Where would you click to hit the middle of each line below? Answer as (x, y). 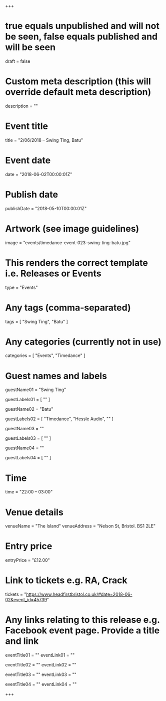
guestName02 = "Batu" (29, 409)
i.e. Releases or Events (53, 273)
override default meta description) (78, 92)
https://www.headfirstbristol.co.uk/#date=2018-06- (79, 594)
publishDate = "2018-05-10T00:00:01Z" (46, 208)
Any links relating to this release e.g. (82, 620)
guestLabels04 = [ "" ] (28, 458)
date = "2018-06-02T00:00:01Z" (39, 174)
